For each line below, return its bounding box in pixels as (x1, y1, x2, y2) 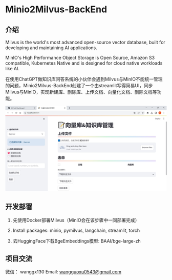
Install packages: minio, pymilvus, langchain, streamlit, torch (12, 227, 140, 233)
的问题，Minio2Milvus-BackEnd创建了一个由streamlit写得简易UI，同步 (5, 83, 154, 88)
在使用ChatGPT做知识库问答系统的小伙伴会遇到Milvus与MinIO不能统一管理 (5, 76, 163, 82)
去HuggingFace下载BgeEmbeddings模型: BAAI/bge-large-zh (12, 237, 141, 244)
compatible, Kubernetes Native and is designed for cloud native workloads (5, 60, 163, 66)
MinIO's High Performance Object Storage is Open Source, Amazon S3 (5, 55, 155, 61)
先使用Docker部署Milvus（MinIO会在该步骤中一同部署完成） (12, 217, 140, 223)
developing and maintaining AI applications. (5, 45, 97, 51)
